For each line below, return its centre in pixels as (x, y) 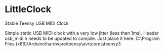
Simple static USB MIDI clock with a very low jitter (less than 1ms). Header (82, 33)
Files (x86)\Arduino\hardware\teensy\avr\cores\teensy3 (63, 43)
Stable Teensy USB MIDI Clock (37, 23)
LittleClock (28, 9)
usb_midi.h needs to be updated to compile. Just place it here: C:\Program (82, 38)
